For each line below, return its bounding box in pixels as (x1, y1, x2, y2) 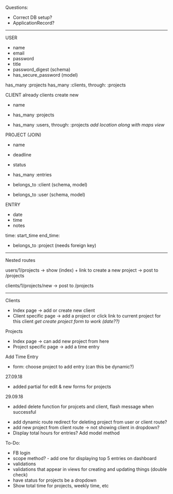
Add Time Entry (5, 354, 39, 360)
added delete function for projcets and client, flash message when (12, 403, 154, 410)
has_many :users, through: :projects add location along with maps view (12, 122, 165, 128)
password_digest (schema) (12, 66, 71, 73)
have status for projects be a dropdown (12, 477, 97, 483)
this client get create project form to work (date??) (12, 319, 120, 324)
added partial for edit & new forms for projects (12, 383, 112, 390)
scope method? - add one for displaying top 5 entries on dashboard (12, 455, 157, 461)
